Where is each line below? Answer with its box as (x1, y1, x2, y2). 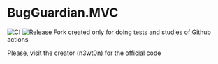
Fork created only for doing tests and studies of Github (53, 28, 212, 36)
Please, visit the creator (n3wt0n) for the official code (7, 49, 161, 57)
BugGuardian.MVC (7, 5, 119, 21)
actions (7, 35, 29, 43)
